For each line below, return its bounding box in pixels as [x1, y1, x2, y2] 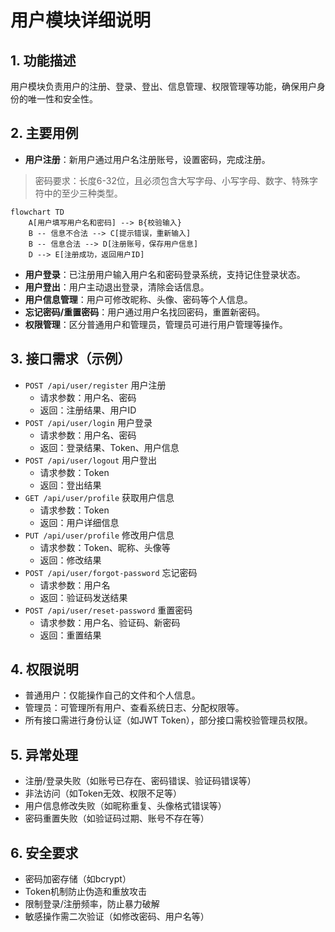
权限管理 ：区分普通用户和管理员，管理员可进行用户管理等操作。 [24, 318, 288, 330]
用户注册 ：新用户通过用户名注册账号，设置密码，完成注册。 [24, 153, 271, 165]
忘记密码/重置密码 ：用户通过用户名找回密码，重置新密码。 [24, 306, 266, 318]
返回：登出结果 [39, 479, 102, 491]
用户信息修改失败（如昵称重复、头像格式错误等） [24, 800, 227, 812]
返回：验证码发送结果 [39, 591, 128, 603]
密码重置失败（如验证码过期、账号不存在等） [24, 812, 210, 825]
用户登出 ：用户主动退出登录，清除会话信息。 [24, 281, 210, 293]
